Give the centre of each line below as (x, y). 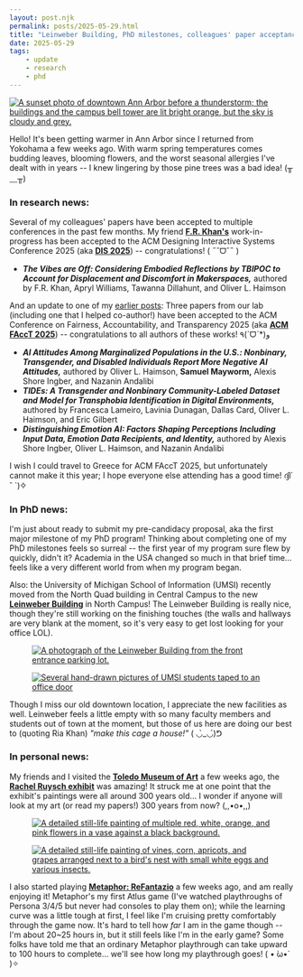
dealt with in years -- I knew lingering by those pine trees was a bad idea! (146, 167)
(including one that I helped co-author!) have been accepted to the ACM (143, 315)
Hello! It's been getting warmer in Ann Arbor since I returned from (132, 139)
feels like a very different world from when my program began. (125, 568)
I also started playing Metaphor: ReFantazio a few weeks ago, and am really (151, 887)
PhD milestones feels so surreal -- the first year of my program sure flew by (150, 548)
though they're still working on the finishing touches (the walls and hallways (150, 614)
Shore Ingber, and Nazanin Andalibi (88, 381)
